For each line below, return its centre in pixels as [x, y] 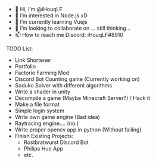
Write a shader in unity [42, 92]
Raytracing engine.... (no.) [47, 123]
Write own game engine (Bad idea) [57, 117]
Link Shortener [33, 60]
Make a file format [37, 104]
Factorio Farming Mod [42, 73]
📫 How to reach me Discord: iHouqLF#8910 [69, 35]
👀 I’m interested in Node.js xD [51, 15]
